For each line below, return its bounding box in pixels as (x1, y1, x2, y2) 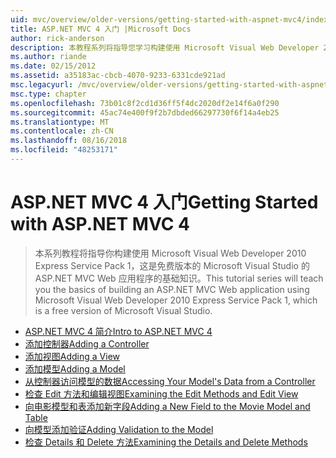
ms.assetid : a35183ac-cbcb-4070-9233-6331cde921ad (10, 71, 226, 81)
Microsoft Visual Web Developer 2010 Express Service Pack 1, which (34, 294, 318, 306)
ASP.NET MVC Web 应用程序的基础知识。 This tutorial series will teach (34, 272, 324, 284)
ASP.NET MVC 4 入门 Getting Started (10, 191, 319, 214)
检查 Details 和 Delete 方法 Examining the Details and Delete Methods (24, 436, 308, 448)
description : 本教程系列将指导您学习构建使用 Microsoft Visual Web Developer (10, 42, 320, 53)
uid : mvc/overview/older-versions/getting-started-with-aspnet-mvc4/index (10, 14, 329, 25)
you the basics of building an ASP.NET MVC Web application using (34, 283, 310, 295)
